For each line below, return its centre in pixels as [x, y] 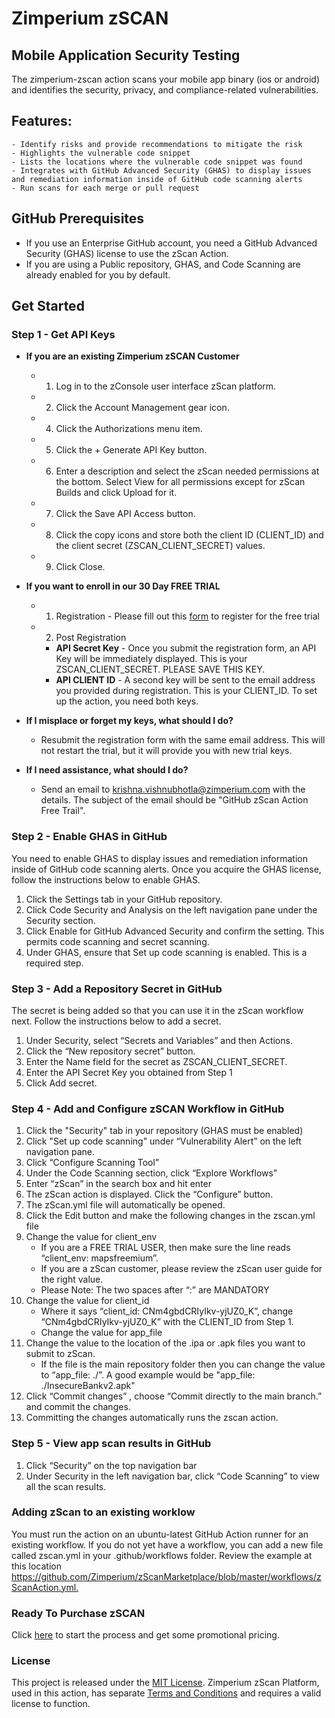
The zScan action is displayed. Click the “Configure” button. [149, 1194]
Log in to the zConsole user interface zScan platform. [166, 386]
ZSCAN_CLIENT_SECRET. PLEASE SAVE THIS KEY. [160, 669]
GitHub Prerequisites [78, 218]
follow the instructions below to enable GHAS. [106, 879]
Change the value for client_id [87, 1301]
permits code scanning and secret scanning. [117, 941]
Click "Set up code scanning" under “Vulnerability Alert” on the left [163, 1141]
